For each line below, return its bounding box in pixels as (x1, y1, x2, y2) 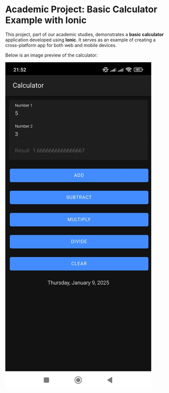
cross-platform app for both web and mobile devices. (5, 42, 117, 48)
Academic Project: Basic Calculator (5, 4, 157, 15)
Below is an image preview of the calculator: (5, 52, 98, 58)
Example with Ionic (5, 14, 87, 26)
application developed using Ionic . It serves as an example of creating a (5, 37, 156, 43)
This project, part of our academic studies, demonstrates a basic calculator (5, 31, 164, 37)
